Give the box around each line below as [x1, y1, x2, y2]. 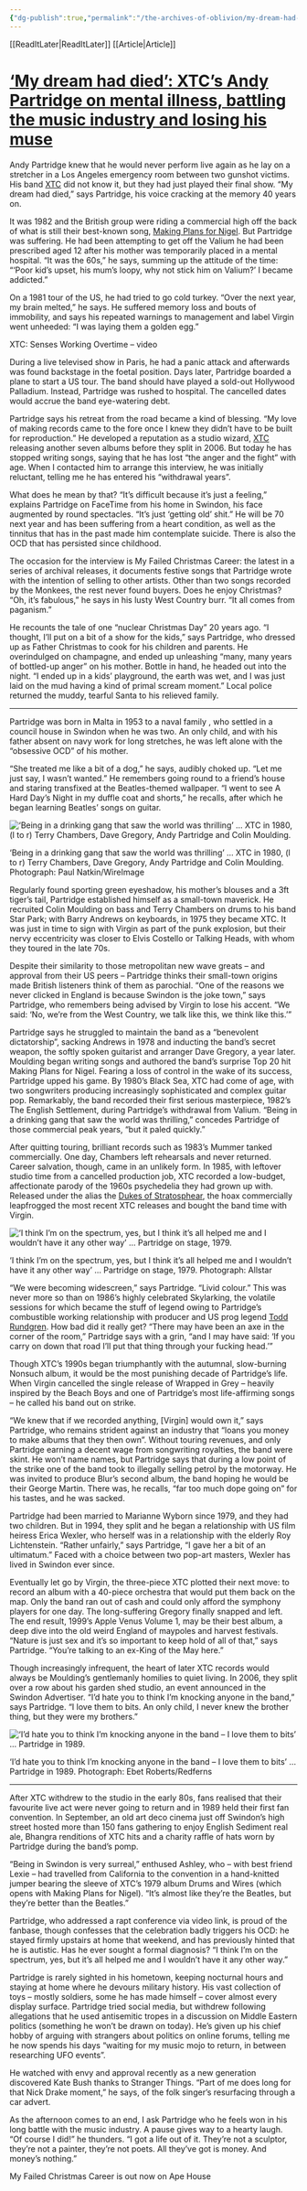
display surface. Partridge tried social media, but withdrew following [9, 2001, 267, 2012]
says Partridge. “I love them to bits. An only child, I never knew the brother [9, 1701, 290, 1712]
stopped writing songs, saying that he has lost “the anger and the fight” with [9, 452, 297, 463]
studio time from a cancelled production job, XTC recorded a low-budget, [9, 1170, 286, 1181]
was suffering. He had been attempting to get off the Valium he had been [9, 235, 284, 246]
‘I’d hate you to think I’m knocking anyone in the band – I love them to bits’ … [9, 1756, 297, 1767]
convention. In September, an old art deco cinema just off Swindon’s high [9, 1811, 285, 1822]
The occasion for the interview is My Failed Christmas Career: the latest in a [9, 555, 295, 566]
